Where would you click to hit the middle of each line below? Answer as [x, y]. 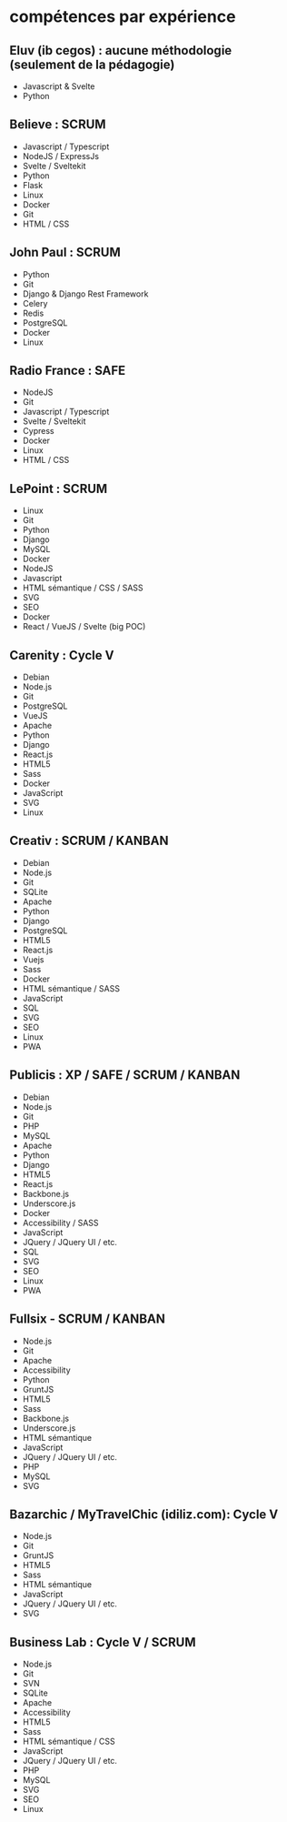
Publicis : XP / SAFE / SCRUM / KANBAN [125, 1075]
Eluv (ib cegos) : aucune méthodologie [121, 50]
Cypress [38, 431]
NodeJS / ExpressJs [61, 156]
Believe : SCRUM [58, 125]
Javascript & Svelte [59, 86]
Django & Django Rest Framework [85, 294]
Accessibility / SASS [60, 1223]
